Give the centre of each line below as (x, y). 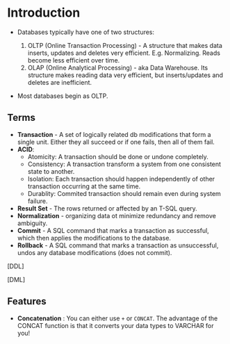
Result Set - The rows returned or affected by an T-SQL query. (107, 208)
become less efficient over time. (74, 60)
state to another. (51, 171)
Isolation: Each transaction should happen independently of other (121, 179)
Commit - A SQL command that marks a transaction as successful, (113, 230)
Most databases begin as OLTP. (63, 96)
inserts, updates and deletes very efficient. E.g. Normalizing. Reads (124, 53)
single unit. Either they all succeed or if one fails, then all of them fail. (116, 142)
